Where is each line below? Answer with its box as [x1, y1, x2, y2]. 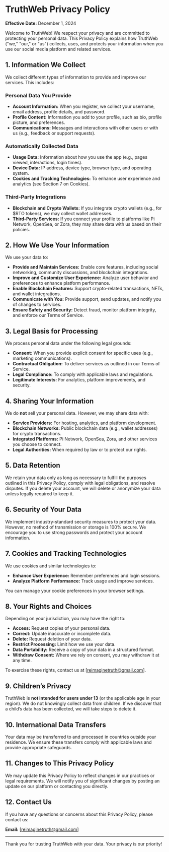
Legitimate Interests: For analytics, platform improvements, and [12, 377, 146, 383]
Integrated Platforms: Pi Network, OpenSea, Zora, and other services [12, 436, 157, 442]
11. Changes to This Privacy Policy [5, 759, 114, 768]
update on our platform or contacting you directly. [5, 783, 109, 789]
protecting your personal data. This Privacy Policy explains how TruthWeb [5, 35, 158, 41]
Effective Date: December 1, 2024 [5, 20, 76, 26]
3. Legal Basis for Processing [5, 326, 98, 336]
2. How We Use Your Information [5, 241, 110, 250]
